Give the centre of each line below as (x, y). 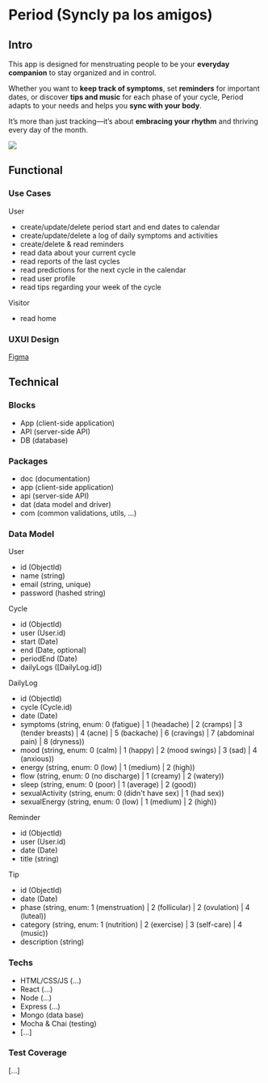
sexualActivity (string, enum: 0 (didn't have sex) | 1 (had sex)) (122, 793)
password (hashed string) (63, 593)
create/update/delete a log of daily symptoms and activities (119, 235)
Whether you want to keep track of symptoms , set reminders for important (134, 88)
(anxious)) (37, 759)
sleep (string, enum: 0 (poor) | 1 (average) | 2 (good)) (108, 785)
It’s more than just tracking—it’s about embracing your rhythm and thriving (133, 121)
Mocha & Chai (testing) (58, 1023)
